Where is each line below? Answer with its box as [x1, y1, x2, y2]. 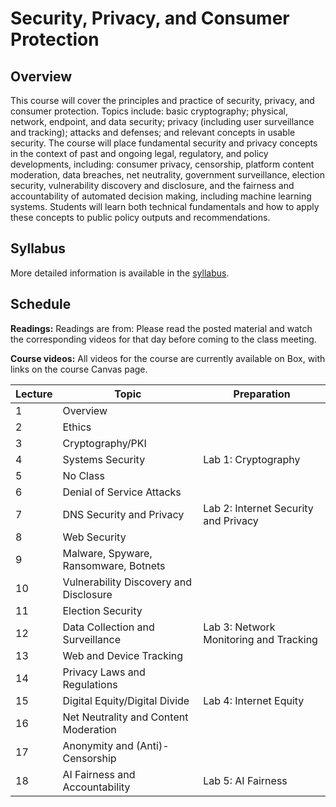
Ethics [62, 420, 92, 434]
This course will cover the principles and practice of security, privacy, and [10, 95, 315, 106]
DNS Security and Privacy [62, 507, 185, 521]
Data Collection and [62, 620, 155, 634]
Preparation [233, 387, 291, 401]
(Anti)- [136, 738, 170, 752]
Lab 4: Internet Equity [203, 693, 305, 707]
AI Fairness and [62, 767, 136, 781]
